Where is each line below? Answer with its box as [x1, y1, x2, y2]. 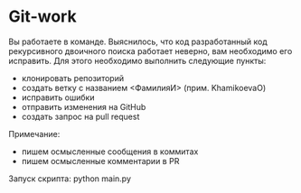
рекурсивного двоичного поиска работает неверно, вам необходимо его [8, 45, 293, 56]
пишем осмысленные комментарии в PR [21, 155, 180, 166]
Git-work [8, 6, 78, 27]
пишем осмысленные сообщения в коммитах [21, 146, 199, 157]
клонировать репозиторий [21, 72, 124, 83]
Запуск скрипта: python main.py [8, 173, 132, 184]
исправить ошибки [21, 92, 95, 103]
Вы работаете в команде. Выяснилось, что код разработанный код [8, 36, 268, 47]
